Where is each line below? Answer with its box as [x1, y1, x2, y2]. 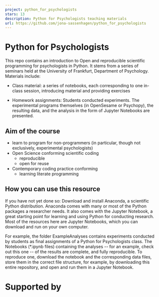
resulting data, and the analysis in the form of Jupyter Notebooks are [12, 108, 150, 113]
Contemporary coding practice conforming [12, 166, 98, 171]
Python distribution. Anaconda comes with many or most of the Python [5, 203, 147, 209]
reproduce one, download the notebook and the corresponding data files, [5, 254, 152, 260]
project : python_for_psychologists [5, 7, 77, 12]
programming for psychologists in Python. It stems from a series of [5, 63, 139, 69]
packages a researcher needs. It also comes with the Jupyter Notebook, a [5, 208, 153, 214]
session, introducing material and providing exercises [23, 88, 130, 94]
